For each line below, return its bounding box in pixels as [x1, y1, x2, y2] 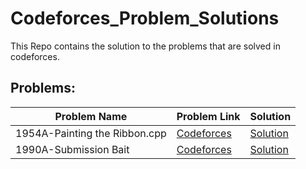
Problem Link [176, 109, 241, 123]
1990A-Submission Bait [15, 142, 130, 156]
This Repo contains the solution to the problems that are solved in [10, 40, 281, 52]
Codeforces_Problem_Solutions [10, 7, 280, 30]
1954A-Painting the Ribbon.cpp [15, 126, 167, 140]
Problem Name [54, 109, 128, 123]
